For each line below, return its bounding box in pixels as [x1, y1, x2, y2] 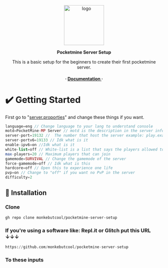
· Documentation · [64, 75, 103, 81]
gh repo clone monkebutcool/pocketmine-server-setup [5, 215, 117, 220]
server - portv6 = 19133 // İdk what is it [5, 137, 88, 143]
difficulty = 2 [5, 175, 32, 180]
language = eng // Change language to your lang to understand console [5, 123, 153, 129]
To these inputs [5, 256, 44, 263]
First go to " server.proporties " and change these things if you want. [5, 114, 144, 120]
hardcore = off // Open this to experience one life [5, 165, 113, 170]
